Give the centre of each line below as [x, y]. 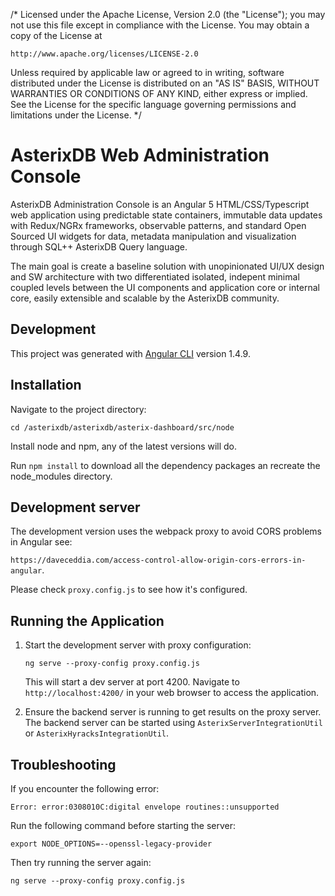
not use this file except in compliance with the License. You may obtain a [160, 25]
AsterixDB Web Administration [140, 155]
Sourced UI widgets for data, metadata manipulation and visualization [153, 236]
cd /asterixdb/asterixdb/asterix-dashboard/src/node [122, 427]
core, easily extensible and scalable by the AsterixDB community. [145, 298]
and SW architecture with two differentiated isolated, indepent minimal [155, 276]
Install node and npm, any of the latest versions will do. [124, 446]
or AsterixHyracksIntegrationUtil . [97, 733]
